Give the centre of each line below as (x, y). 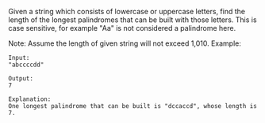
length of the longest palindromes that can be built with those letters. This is (132, 20)
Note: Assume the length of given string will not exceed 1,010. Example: (125, 43)
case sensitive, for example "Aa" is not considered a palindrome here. (122, 28)
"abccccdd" (26, 65)
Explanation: (30, 99)
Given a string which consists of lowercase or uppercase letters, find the (127, 11)
